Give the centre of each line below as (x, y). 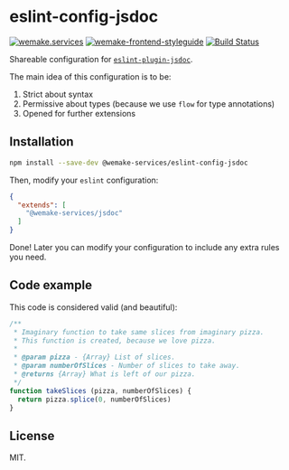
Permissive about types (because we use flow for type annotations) (149, 103)
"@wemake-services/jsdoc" (75, 213)
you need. (28, 257)
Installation (42, 142)
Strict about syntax (57, 94)
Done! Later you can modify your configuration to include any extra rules (144, 247)
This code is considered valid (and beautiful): (93, 307)
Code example (51, 285)
